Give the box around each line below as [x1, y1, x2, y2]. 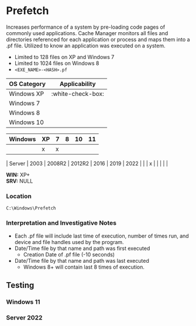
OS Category [9, 80, 46, 88]
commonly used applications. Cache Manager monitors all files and [6, 29, 169, 36]
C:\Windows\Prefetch [6, 205, 57, 211]
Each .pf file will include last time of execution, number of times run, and [14, 232, 189, 239]
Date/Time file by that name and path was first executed [14, 245, 150, 252]
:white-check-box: [51, 90, 104, 98]
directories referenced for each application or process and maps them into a [6, 36, 190, 43]
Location [6, 192, 32, 200]
